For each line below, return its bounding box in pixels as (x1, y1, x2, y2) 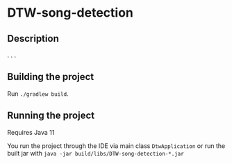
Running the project (7, 110, 95, 122)
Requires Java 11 (7, 128, 55, 136)
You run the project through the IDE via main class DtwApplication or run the (7, 141, 226, 150)
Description (7, 33, 59, 44)
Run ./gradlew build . (7, 89, 69, 98)
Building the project (7, 71, 94, 83)
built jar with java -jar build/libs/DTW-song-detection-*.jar (7, 149, 184, 157)
